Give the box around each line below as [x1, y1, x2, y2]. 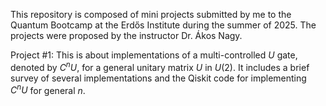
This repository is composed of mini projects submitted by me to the [10, 9, 292, 20]
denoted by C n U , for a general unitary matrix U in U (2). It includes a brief [10, 60, 310, 73]
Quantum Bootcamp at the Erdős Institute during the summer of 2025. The [10, 19, 317, 31]
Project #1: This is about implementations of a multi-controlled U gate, [10, 49, 298, 61]
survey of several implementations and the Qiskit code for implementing [10, 72, 307, 84]
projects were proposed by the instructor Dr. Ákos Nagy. [10, 30, 243, 41]
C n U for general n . [10, 82, 86, 96]
